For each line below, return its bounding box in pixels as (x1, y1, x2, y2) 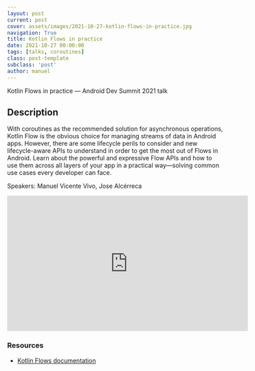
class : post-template (7, 55, 69, 62)
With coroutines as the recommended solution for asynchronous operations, (7, 125, 223, 133)
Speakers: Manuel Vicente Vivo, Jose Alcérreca (7, 182, 142, 190)
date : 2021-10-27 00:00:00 (7, 42, 85, 49)
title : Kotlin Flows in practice (7, 36, 103, 43)
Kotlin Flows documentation (16, 356, 96, 365)
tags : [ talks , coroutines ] (7, 49, 85, 56)
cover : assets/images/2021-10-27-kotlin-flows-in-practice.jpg (7, 23, 192, 30)
